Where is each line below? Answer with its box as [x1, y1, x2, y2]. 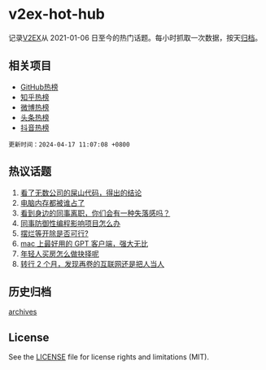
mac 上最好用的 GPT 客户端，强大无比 [20, 238, 149, 248]
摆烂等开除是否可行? [20, 229, 89, 238]
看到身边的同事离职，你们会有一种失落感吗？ [20, 208, 171, 218]
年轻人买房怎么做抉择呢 [20, 249, 99, 259]
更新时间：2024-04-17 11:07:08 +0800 [8, 140, 130, 149]
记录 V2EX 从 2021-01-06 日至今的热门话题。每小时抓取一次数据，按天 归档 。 [8, 33, 263, 42]
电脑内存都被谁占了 [20, 198, 85, 207]
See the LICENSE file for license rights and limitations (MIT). [8, 352, 210, 362]
